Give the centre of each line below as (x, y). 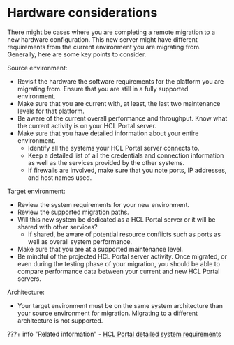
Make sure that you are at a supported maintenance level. (100, 249)
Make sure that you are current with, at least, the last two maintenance (119, 103)
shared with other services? (57, 227)
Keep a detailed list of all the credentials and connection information (126, 155)
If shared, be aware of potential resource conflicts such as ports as (124, 234)
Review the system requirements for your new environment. (103, 204)
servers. (29, 278)
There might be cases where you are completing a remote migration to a (111, 32)
